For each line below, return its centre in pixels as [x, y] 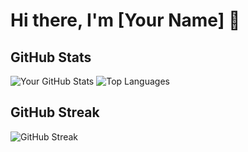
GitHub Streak [55, 112]
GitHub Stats [51, 57]
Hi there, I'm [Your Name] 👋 [125, 20]
